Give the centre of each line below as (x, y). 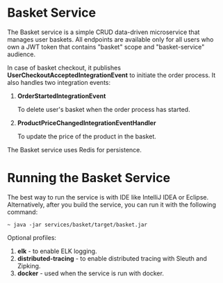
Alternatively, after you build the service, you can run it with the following (112, 204)
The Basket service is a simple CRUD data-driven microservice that (104, 32)
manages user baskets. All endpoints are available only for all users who (110, 39)
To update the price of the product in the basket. (86, 136)
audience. (22, 54)
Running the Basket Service (89, 178)
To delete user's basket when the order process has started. (104, 109)
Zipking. (29, 266)
